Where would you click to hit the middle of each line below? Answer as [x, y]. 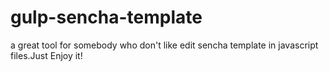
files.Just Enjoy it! [46, 55]
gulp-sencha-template [106, 17]
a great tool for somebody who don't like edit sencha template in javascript [164, 45]
